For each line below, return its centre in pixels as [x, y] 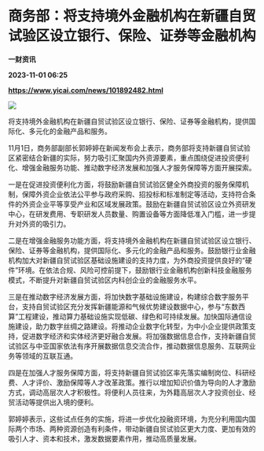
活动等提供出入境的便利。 [56, 402]
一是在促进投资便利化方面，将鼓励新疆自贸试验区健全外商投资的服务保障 [125, 184]
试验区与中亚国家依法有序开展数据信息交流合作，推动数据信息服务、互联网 [128, 346]
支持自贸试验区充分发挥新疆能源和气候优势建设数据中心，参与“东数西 [134, 306]
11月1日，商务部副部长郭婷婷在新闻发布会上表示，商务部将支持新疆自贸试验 [130, 147]
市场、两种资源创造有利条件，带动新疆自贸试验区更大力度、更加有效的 [142, 429]
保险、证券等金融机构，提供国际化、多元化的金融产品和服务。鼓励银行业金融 [132, 250]
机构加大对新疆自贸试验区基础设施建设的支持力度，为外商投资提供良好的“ [127, 260]
